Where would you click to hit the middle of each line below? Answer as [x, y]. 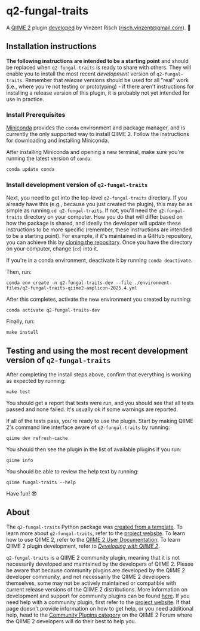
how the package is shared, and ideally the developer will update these [93, 224]
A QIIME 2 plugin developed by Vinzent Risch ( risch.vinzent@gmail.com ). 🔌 [99, 28]
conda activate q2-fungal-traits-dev [53, 310]
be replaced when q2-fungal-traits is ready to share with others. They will [99, 67]
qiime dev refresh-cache [37, 439]
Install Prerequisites [36, 114]
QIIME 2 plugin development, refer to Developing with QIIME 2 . [83, 546]
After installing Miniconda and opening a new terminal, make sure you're [95, 152]
